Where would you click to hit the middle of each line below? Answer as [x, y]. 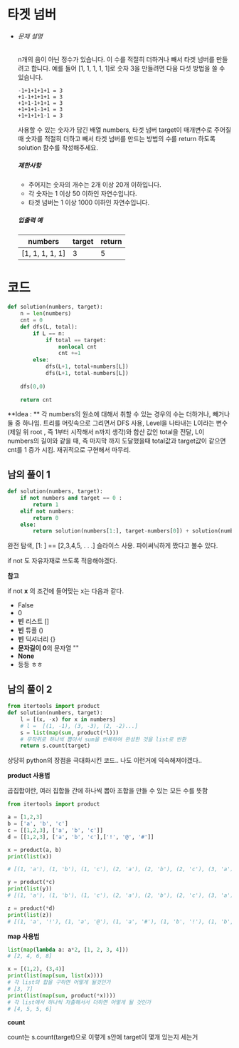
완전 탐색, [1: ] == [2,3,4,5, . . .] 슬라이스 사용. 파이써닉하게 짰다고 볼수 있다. [113, 545]
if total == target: [76, 340]
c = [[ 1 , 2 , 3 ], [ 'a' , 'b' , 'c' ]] [55, 830]
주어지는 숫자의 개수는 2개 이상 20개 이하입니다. [95, 185]
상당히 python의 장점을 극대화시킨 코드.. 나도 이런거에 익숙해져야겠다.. [105, 761]
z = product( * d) [31, 908]
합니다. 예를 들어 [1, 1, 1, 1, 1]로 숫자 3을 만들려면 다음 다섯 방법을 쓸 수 [128, 68]
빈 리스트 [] [33, 622]
